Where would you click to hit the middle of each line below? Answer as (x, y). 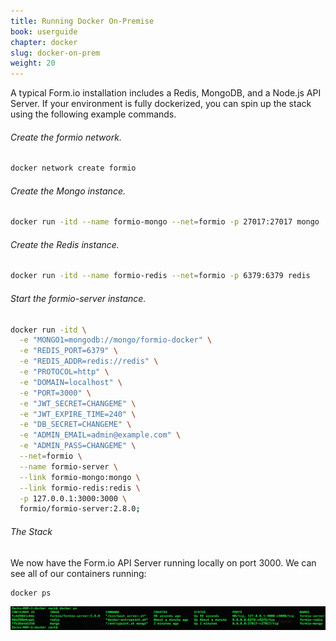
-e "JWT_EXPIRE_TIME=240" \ (78, 414)
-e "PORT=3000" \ (55, 393)
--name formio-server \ (68, 466)
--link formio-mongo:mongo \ (80, 477)
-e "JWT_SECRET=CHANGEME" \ (78, 403)
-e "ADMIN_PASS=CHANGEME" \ (78, 446)
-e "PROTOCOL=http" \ (64, 372)
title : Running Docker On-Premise (82, 21)
